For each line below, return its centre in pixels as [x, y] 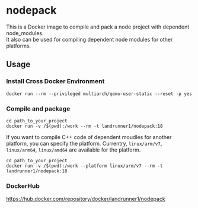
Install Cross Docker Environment [55, 81]
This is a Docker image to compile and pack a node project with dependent [98, 27]
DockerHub [23, 186]
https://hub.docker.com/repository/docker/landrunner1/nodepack [86, 199]
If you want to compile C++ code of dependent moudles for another [89, 137]
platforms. [19, 46]
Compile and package [38, 109]
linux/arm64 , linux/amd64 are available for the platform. [74, 150]
